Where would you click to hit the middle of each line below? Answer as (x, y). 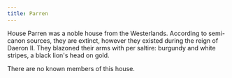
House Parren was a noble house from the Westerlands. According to (107, 33)
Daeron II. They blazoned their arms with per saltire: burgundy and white (111, 48)
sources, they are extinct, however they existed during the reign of (123, 40)
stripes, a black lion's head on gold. (58, 55)
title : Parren (28, 13)
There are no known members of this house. (71, 68)
